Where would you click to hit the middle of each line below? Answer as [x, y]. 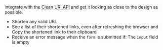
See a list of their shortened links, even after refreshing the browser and [85, 27]
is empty [21, 42]
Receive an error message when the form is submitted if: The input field [85, 37]
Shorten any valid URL [34, 22]
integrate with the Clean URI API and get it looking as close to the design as [81, 7]
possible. [14, 12]
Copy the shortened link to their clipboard [54, 32]
